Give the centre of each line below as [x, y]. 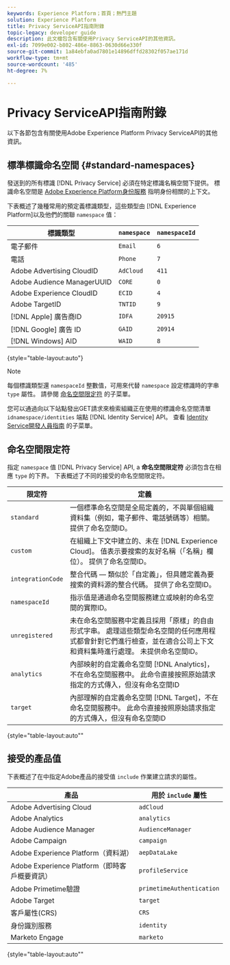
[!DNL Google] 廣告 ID [46, 329]
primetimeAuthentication [179, 888]
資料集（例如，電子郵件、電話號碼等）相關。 [142, 518]
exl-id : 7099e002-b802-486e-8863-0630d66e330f [75, 45]
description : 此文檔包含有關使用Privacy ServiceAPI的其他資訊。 [93, 39]
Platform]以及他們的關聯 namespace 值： [63, 215]
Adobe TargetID [36, 304]
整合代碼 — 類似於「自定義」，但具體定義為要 [142, 575]
